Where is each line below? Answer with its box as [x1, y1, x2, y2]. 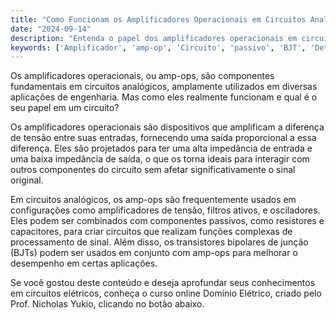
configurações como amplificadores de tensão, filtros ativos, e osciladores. [10, 204, 321, 216]
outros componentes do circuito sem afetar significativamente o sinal [10, 164, 296, 176]
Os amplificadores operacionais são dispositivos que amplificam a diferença [10, 121, 325, 133]
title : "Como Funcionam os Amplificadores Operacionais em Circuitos [10, 14, 307, 25]
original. [10, 174, 44, 186]
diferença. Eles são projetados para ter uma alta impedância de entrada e [10, 142, 313, 155]
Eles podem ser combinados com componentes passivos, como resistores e [10, 215, 325, 227]
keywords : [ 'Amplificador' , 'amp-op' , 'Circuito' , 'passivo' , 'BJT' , [10, 42, 307, 53]
